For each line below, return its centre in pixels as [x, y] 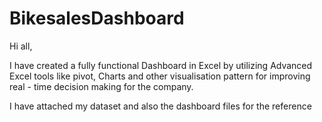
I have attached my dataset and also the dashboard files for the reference [160, 106]
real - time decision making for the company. [101, 86]
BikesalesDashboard [97, 18]
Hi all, [21, 46]
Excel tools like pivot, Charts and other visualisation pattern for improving [160, 76]
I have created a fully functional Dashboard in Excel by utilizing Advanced [161, 65]
